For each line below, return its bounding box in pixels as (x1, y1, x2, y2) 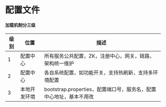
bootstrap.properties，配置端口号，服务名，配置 (44, 86, 157, 93)
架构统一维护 (44, 60, 74, 67)
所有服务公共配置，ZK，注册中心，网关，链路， (44, 53, 155, 60)
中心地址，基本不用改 (44, 93, 94, 100)
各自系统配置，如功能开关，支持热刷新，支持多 (44, 70, 153, 76)
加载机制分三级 (5, 22, 36, 28)
